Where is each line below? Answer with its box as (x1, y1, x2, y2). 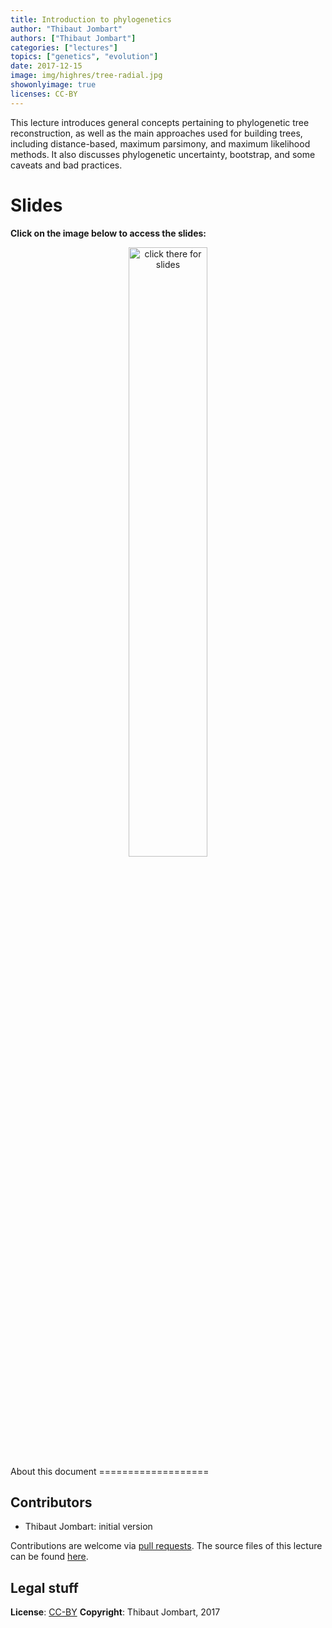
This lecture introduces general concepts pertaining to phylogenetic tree (10, 116, 310, 128)
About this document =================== (10, 1465, 210, 1477)
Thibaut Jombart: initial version (24, 1521, 153, 1533)
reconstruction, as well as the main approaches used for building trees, (10, 127, 303, 139)
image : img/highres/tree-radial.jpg (10, 71, 163, 81)
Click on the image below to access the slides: (10, 227, 207, 239)
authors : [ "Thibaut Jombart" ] (10, 33, 137, 43)
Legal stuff (10, 1579, 79, 1596)
